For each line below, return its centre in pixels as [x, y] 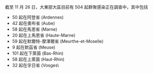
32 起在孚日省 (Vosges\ [35, 65]
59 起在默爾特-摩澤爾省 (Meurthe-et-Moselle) [58, 41]
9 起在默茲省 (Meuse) [34, 47]
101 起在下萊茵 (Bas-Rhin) [38, 53]
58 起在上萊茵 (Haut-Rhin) [38, 59]
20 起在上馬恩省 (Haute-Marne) [44, 35]
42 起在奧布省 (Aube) [34, 23]
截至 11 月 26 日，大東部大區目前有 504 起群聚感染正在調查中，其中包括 [76, 7]
